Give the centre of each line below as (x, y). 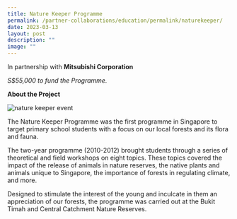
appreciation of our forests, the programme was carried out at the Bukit (111, 201)
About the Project (34, 94)
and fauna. (23, 136)
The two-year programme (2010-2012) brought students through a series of (118, 150)
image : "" (22, 47)
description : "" (31, 40)
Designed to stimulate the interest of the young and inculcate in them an (112, 194)
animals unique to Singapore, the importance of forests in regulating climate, (119, 173)
